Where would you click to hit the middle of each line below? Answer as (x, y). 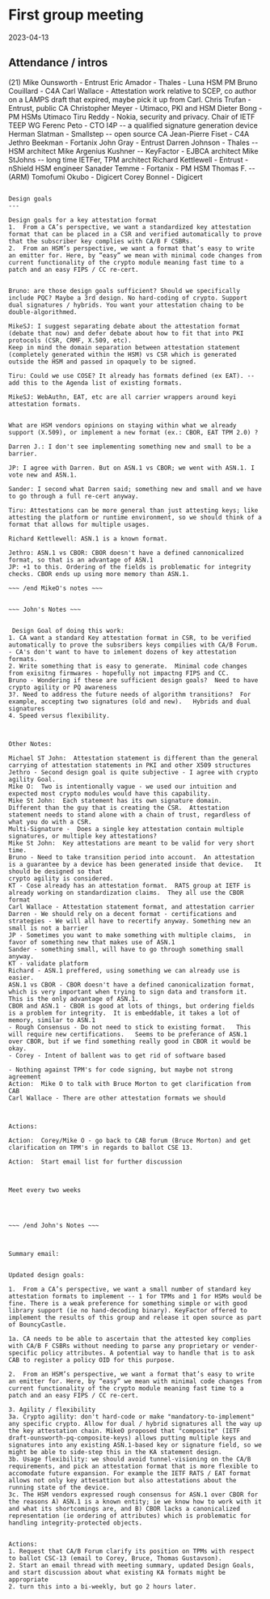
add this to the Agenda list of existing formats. (95, 383)
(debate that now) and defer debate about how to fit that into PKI (126, 333)
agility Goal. (32, 779)
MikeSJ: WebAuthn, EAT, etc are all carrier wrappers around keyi (122, 397)
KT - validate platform (49, 963)
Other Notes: (30, 744)
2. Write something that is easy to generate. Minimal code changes (128, 666)
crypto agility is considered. (61, 878)
